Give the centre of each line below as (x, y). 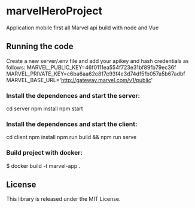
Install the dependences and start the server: (73, 95)
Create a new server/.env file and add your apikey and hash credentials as (97, 61)
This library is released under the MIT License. (63, 199)
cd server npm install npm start (45, 108)
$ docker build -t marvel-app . (43, 165)
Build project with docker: (44, 153)
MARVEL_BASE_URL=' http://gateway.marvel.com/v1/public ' (80, 80)
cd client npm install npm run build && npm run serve (71, 137)
